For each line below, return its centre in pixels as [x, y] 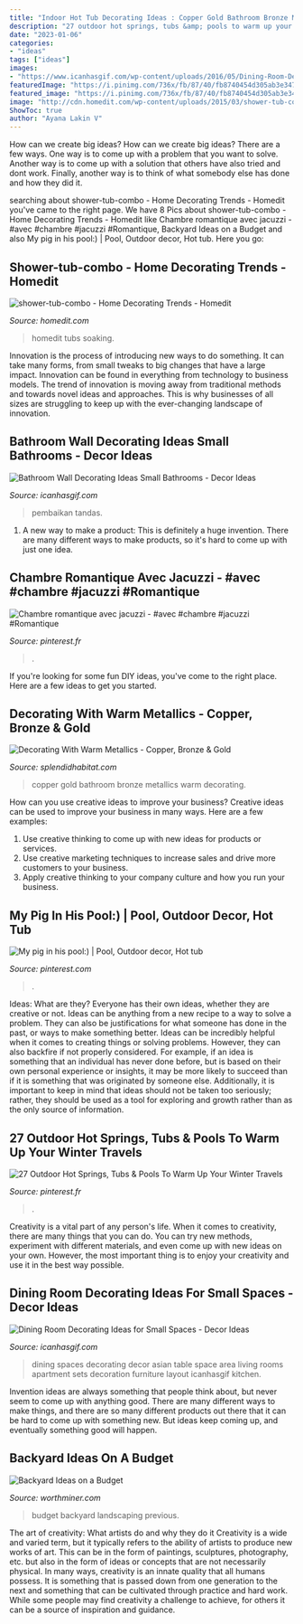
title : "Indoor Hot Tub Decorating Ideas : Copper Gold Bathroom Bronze [149, 18]
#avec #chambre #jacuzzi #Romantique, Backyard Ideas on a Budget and [146, 229]
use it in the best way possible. [67, 1265]
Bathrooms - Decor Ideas [81, 456]
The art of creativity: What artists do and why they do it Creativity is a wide [148, 1533]
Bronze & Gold [50, 727]
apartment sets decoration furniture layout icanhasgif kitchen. [146, 1374]
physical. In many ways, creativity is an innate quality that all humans [138, 1571]
